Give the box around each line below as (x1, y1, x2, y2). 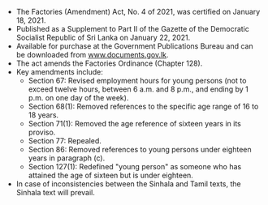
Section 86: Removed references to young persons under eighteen (28, 145, 252, 154)
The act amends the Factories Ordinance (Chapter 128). (15, 58, 203, 68)
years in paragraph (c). (28, 153, 106, 163)
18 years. (28, 110, 59, 120)
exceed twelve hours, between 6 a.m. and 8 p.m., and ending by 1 (28, 84, 249, 94)
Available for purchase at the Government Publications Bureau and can (15, 41, 253, 51)
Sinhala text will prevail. (15, 188, 96, 197)
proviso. (28, 127, 56, 137)
